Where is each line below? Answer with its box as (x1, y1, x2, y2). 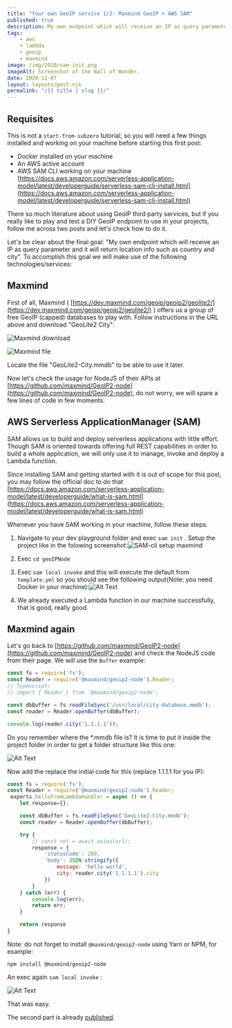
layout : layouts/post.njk (7, 81, 81, 88)
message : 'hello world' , (56, 863, 128, 871)
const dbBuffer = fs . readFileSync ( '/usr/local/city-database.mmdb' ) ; (7, 701, 212, 708)
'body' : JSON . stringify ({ (43, 857, 119, 864)
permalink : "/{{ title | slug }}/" (7, 87, 110, 94)
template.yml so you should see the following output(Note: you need (17, 575, 213, 584)
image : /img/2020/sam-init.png (7, 62, 97, 69)
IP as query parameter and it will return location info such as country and (7, 245, 215, 253)
